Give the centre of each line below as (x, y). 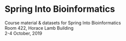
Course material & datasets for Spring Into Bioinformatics (63, 23)
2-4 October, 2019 (24, 33)
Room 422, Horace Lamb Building (39, 28)
